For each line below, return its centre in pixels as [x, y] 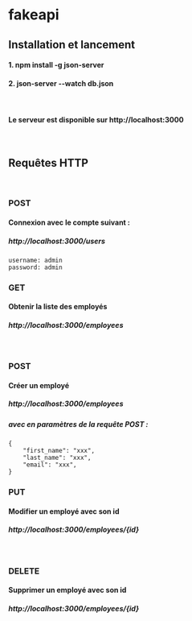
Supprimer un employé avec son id [67, 590]
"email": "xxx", [50, 465]
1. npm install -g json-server [56, 65]
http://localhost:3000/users [57, 241]
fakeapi [34, 15]
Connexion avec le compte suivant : [69, 222]
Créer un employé [39, 385]
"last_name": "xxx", [57, 458]
